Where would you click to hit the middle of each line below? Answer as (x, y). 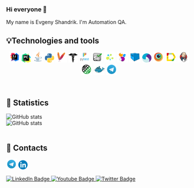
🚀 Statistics (27, 103)
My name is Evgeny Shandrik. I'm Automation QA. (66, 22)
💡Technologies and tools (52, 41)
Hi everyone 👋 (27, 9)
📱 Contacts (27, 148)
